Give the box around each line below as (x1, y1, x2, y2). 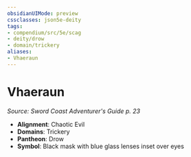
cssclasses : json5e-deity (7, 16, 81, 23)
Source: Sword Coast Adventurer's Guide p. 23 (7, 107, 141, 115)
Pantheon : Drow (16, 134, 64, 143)
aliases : (7, 49, 32, 56)
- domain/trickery (7, 42, 60, 49)
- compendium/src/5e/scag (7, 29, 81, 36)
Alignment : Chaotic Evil (16, 120, 85, 128)
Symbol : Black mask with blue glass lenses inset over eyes (16, 142, 184, 150)
